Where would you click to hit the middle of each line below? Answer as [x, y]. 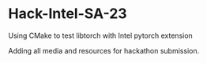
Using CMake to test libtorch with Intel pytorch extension [101, 35]
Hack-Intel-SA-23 [68, 14]
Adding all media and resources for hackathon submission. [104, 50]
